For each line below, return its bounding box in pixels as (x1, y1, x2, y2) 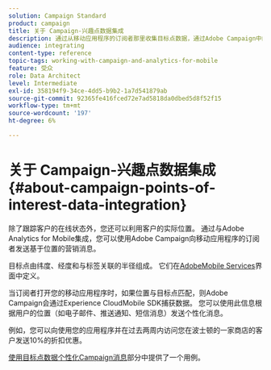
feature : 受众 (8, 64, 54, 73)
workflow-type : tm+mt (8, 102, 81, 110)
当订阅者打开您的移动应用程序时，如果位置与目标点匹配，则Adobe (8, 288, 228, 297)
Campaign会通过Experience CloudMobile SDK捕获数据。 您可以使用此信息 (8, 297, 256, 307)
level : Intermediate (8, 79, 78, 87)
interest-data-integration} (8, 196, 187, 214)
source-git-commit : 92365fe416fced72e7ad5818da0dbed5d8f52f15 (8, 94, 222, 102)
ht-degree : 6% (8, 117, 56, 125)
